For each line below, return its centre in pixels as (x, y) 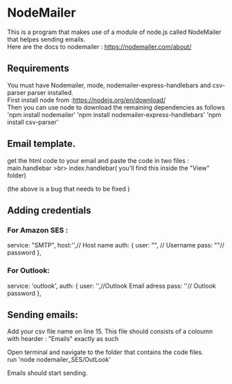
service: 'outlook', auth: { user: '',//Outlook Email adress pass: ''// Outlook (112, 286)
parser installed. (51, 92)
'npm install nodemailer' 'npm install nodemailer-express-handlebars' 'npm (114, 114)
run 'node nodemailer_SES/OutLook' (59, 360)
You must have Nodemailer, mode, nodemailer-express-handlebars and (109, 85)
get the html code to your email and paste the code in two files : (98, 160)
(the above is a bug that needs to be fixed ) (69, 189)
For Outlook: (28, 270)
